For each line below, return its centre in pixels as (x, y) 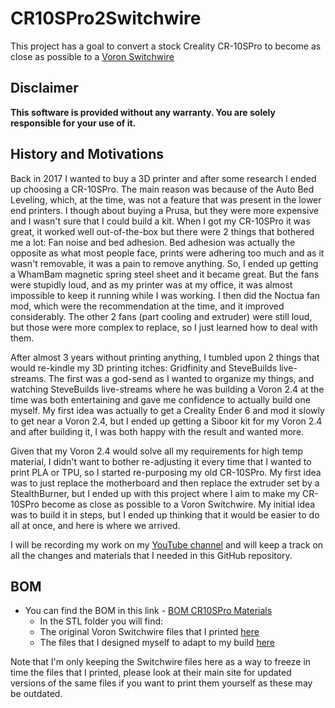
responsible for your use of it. (73, 123)
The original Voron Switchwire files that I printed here (149, 632)
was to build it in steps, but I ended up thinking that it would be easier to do (165, 514)
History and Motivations (87, 154)
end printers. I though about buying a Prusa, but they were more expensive (165, 210)
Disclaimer (44, 88)
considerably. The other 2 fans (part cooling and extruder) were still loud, (161, 316)
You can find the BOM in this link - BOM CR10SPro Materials (148, 611)
